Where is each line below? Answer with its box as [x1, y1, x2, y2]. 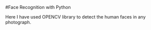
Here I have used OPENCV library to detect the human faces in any [5, 14, 146, 19]
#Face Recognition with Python [5, 4, 71, 10]
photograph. [5, 19, 32, 25]
